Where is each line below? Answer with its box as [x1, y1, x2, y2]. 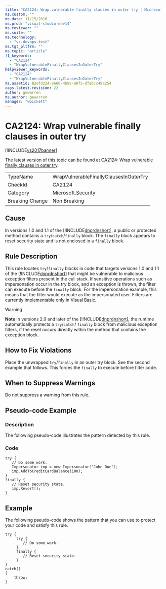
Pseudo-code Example [5, 406, 77, 414]
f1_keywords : [5, 53, 32, 58]
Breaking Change [7, 197, 48, 204]
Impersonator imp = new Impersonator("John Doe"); [11, 464, 119, 470]
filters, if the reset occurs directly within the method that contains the [5, 326, 146, 332]
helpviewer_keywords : [5, 67, 50, 72]
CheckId [7, 181, 27, 188]
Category [7, 189, 30, 196]
